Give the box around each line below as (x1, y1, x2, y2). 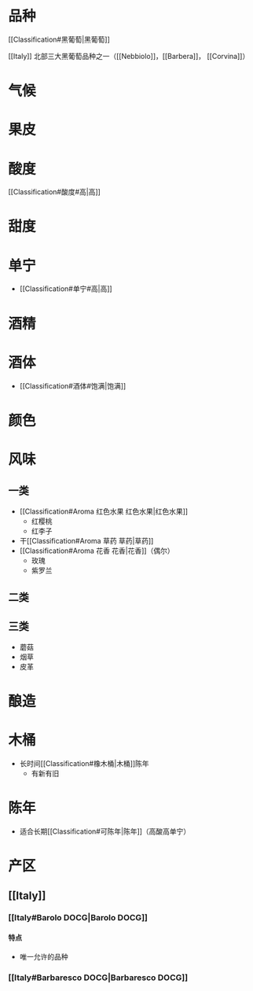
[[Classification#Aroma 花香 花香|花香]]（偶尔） (19, 546, 174, 555)
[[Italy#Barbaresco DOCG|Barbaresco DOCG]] (8, 972, 189, 983)
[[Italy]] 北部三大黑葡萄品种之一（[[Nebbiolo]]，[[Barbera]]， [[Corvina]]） (8, 51, 250, 61)
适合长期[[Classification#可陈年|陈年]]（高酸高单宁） (19, 827, 191, 836)
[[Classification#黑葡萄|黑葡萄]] (8, 35, 110, 44)
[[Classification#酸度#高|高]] (8, 187, 101, 197)
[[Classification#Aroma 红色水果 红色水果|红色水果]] (19, 507, 189, 516)
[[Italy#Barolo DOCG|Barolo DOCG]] (8, 912, 148, 923)
